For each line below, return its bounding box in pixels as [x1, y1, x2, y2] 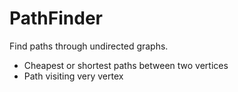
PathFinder [9, 7, 103, 30]
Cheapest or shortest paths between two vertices [23, 59, 229, 71]
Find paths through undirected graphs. [9, 40, 169, 52]
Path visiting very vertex [23, 70, 124, 82]
